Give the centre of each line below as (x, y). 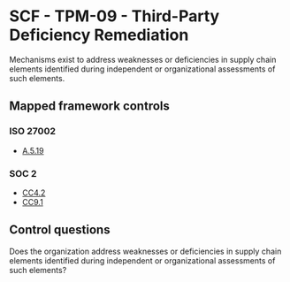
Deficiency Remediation (99, 35)
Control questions (60, 230)
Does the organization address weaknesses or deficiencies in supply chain (145, 251)
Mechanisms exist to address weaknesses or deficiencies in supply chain (143, 59)
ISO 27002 (32, 132)
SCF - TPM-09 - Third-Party (114, 16)
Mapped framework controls (90, 107)
